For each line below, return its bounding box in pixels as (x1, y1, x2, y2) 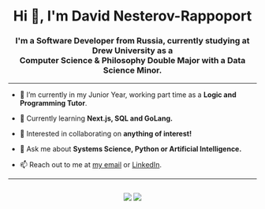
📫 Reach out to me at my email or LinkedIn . (19, 160, 162, 170)
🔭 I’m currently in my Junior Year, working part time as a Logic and (19, 90, 237, 99)
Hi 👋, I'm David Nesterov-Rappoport (13, 7, 252, 25)
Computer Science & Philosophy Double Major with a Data (19, 55, 246, 66)
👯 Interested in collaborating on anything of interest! (19, 129, 192, 139)
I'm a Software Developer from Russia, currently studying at (15, 35, 250, 47)
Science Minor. (103, 65, 162, 76)
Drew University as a (91, 45, 174, 56)
